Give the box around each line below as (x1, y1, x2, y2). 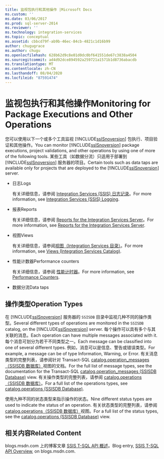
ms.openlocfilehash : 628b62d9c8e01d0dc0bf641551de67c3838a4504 (5, 52, 137, 58)
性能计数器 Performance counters (12, 258, 79, 264)
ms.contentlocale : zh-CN (5, 67, 56, 71)
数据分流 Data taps (12, 284, 49, 290)
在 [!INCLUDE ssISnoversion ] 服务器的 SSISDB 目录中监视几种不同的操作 (5, 314, 148, 320)
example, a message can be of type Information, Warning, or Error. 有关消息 (5, 350, 158, 356)
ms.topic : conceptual (5, 35, 49, 40)
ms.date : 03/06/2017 (5, 16, 47, 21)
